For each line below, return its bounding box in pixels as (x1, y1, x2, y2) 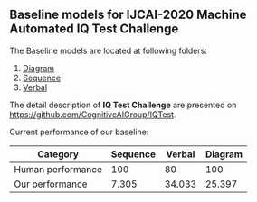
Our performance (14, 178, 88, 190)
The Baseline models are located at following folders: (9, 45, 208, 56)
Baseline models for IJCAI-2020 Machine (9, 7, 247, 23)
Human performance (14, 162, 102, 175)
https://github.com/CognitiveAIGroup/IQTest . (9, 108, 176, 120)
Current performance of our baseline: (9, 126, 149, 137)
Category (37, 148, 80, 161)
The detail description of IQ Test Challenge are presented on (9, 99, 237, 110)
